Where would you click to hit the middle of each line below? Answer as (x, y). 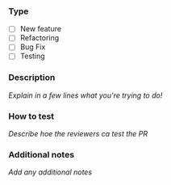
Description (32, 78)
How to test (31, 116)
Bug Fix (33, 47)
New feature (41, 29)
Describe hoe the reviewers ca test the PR (78, 134)
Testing (33, 56)
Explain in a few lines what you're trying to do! (85, 95)
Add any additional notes (50, 172)
